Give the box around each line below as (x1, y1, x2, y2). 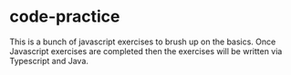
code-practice (9, 6, 120, 27)
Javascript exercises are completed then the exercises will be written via (9, 45, 283, 56)
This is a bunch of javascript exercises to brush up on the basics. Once (9, 36, 276, 47)
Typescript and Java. (9, 55, 89, 66)
